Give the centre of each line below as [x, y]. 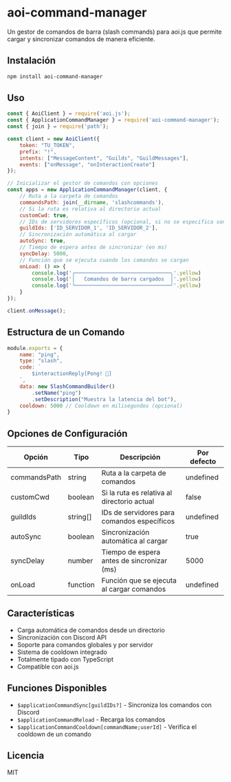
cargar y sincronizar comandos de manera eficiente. [81, 39]
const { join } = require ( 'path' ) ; [58, 127]
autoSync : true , [43, 241]
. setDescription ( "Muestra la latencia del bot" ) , [104, 399]
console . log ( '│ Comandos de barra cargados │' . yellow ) [117, 279]
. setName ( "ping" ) [56, 393]
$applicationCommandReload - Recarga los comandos [91, 719]
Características [41, 613]
